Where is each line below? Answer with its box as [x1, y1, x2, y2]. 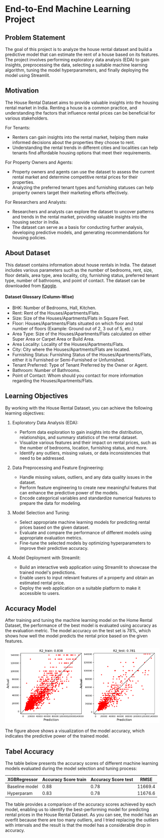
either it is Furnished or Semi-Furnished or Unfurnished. [12, 357, 125, 363]
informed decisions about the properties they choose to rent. [12, 139, 136, 145]
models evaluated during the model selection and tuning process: [5, 765, 138, 771]
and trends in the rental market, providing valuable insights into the [12, 214, 147, 220]
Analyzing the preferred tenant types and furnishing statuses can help [12, 184, 154, 190]
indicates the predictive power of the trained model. [5, 733, 110, 739]
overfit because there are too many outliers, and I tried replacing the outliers [5, 817, 159, 823]
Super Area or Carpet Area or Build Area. [12, 336, 95, 342]
